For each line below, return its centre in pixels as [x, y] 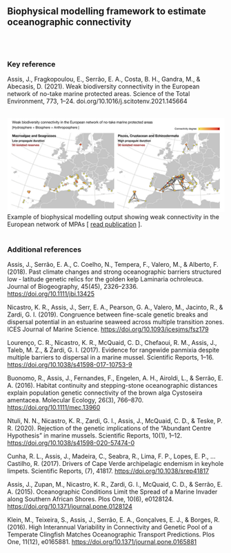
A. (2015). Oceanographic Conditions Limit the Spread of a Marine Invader [112, 491]
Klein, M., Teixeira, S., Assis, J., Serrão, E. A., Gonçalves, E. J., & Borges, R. [113, 519]
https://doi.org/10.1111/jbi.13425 [51, 294]
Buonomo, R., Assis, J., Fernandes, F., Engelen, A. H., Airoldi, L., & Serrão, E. [115, 378]
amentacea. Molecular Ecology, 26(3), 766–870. [75, 400]
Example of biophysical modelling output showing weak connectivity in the [113, 216]
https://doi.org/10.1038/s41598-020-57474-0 [71, 442]
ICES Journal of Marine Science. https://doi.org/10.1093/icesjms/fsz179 [108, 329]
